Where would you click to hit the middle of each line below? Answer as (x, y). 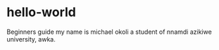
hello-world (42, 12)
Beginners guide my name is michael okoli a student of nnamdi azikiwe (109, 32)
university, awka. (31, 39)
